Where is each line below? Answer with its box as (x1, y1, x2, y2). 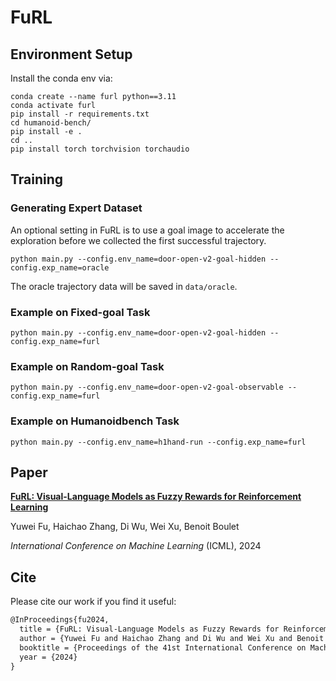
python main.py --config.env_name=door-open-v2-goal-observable (10, 382, 284, 393)
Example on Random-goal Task (10, 359, 165, 373)
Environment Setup (10, 46, 133, 63)
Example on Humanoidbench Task (10, 414, 180, 428)
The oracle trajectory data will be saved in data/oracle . (10, 280, 238, 292)
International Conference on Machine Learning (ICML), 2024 (10, 540, 262, 552)
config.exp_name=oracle (10, 262, 110, 273)
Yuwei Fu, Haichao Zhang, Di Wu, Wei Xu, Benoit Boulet (10, 521, 240, 533)
